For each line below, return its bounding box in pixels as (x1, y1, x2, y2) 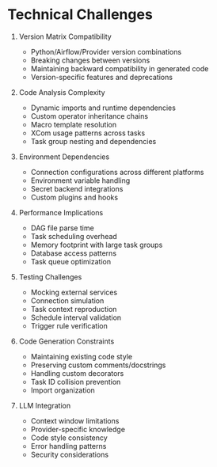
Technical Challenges (7, 6, 154, 24)
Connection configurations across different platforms (30, 167, 204, 177)
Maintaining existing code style (30, 351, 132, 361)
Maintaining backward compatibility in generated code (30, 63, 209, 73)
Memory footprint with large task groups (30, 240, 163, 249)
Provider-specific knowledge (30, 424, 126, 434)
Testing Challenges (18, 271, 82, 282)
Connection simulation (30, 295, 105, 306)
